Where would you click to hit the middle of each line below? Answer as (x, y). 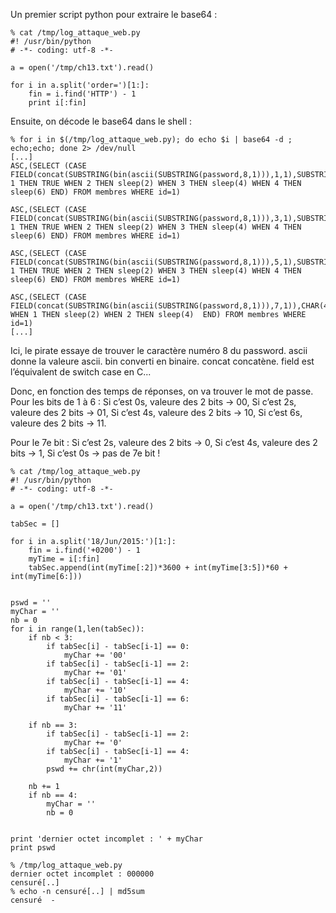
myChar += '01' (95, 673)
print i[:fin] (57, 103)
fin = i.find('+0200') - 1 (84, 550)
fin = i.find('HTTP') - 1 (82, 94)
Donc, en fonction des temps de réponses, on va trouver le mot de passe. (162, 391)
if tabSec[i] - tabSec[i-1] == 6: (118, 699)
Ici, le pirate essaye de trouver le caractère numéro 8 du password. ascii (159, 350)
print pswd (33, 848)
